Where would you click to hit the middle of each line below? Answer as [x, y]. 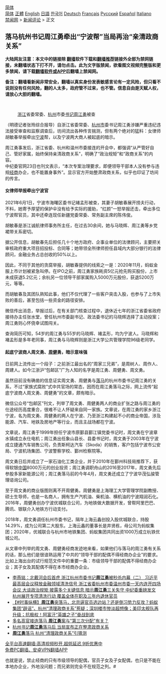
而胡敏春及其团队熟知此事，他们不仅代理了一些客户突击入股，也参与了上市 [81, 294]
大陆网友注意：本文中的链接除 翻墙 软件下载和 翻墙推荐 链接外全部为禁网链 [79, 59]
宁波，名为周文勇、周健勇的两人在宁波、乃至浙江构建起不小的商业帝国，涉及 [83, 416]
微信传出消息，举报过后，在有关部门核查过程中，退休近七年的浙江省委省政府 [83, 311]
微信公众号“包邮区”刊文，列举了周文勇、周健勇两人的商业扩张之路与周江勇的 [83, 403]
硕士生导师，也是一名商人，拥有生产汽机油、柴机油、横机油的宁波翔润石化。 [83, 497]
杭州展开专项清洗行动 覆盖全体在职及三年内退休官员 [65, 596]
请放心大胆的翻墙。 [25, 94]
